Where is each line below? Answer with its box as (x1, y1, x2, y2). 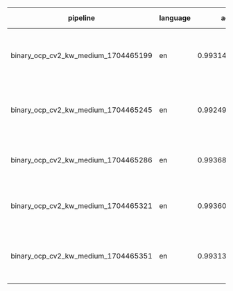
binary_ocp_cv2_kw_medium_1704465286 (10, 156, 153, 165)
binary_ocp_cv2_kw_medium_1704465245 (10, 105, 153, 115)
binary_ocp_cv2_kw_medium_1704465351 (10, 252, 153, 261)
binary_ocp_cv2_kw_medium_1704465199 (10, 51, 153, 60)
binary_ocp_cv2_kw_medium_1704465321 (10, 201, 153, 210)
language (159, 13, 191, 23)
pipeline (68, 13, 96, 23)
